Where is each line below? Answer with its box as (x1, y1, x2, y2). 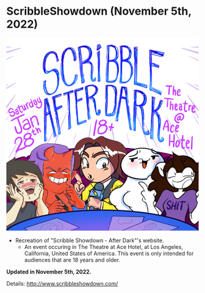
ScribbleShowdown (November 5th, (6, 4, 192, 18)
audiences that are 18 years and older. (24, 256, 121, 264)
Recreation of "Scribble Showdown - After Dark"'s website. (15, 237, 165, 244)
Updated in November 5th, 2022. (6, 268, 92, 275)
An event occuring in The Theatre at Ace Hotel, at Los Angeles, (24, 243, 183, 250)
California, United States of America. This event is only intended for (24, 250, 194, 257)
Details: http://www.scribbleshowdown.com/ (6, 280, 118, 287)
